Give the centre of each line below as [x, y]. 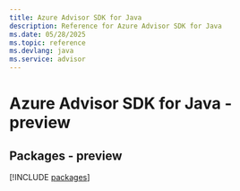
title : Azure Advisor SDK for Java [76, 17]
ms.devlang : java [42, 51]
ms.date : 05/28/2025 [48, 34]
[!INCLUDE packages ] [50, 177]
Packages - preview [66, 156]
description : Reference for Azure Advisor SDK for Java [116, 26]
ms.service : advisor [48, 59]
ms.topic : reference [48, 43]
